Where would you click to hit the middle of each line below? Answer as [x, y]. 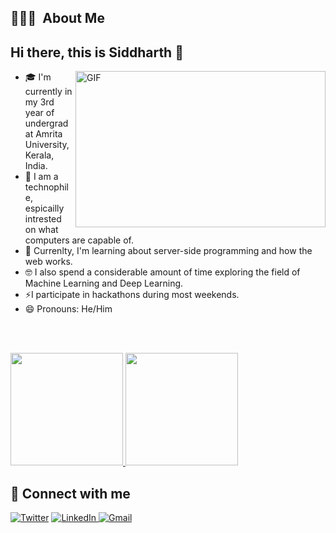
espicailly [44, 208]
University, [47, 145]
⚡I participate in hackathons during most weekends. [132, 295]
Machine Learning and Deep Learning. [104, 283]
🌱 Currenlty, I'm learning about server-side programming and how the [168, 251]
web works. [48, 262]
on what [41, 230]
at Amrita [43, 134]
